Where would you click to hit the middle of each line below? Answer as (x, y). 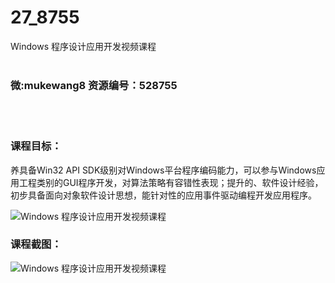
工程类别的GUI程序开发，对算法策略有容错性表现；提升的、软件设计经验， (171, 182)
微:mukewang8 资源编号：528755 (94, 85)
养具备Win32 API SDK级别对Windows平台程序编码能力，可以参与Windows (163, 170)
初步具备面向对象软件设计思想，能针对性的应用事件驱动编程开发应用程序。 (163, 195)
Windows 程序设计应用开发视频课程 (83, 46)
